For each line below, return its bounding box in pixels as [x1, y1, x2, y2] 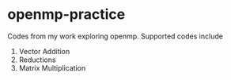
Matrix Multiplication [18, 63, 86, 72]
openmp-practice [7, 5, 126, 24]
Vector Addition [18, 46, 70, 56]
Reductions [18, 55, 56, 64]
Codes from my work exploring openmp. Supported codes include [7, 31, 223, 41]
